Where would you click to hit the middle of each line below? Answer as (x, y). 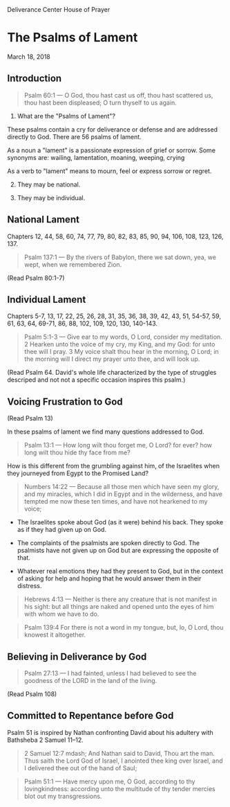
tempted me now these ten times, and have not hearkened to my (116, 502)
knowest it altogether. (55, 635)
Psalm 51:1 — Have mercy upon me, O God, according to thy (109, 781)
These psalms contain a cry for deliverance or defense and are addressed (113, 129)
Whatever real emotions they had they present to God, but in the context (120, 571)
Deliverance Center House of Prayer (59, 9)
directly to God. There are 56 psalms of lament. (74, 136)
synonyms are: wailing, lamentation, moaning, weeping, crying (96, 157)
